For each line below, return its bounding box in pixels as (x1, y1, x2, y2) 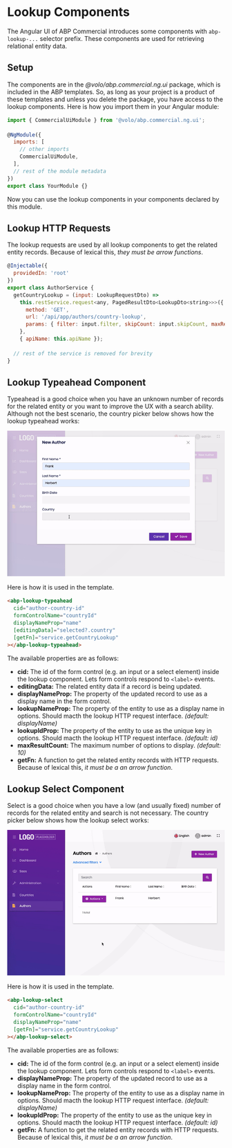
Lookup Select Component (7, 783, 124, 795)
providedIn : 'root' (13, 270, 70, 277)
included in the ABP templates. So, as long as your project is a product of (7, 87, 215, 96)
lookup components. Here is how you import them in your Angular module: (7, 102, 220, 111)
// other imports (19, 146, 70, 153)
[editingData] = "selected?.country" (13, 626, 116, 634)
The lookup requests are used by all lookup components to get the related (7, 240, 217, 249)
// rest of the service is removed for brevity (13, 350, 153, 357)
